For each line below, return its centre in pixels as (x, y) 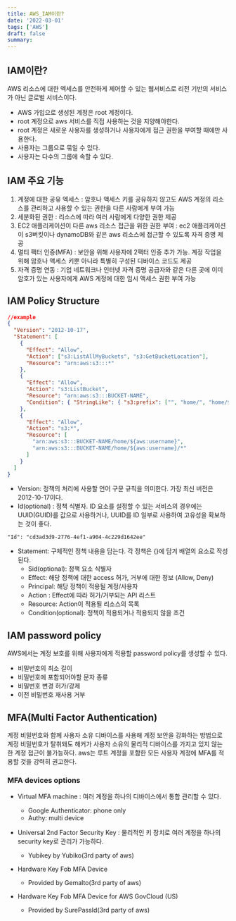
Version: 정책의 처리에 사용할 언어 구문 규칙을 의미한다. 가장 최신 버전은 (115, 489)
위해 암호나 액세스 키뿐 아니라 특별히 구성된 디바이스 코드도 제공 (104, 261)
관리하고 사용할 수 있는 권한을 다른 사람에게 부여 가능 (103, 208)
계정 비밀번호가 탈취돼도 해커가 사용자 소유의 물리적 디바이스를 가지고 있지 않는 (115, 744)
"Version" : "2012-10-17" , (52, 330)
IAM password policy (54, 635)
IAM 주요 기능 (36, 181)
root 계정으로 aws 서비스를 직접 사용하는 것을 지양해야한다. (98, 121)
